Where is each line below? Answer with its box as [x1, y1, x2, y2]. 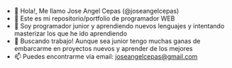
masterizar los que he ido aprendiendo [13, 29, 128, 38]
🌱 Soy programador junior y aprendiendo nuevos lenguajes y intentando [13, 22, 225, 30]
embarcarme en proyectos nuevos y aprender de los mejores [13, 45, 193, 52]
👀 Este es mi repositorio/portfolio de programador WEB [13, 14, 175, 23]
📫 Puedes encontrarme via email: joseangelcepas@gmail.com [13, 52, 198, 60]
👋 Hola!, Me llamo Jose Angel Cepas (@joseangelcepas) [13, 7, 179, 15]
